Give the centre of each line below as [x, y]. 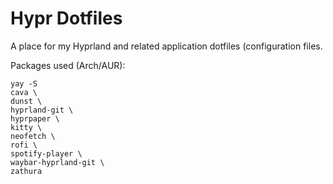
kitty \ [26, 127]
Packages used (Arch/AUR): [68, 65]
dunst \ [26, 101]
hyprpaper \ [35, 118]
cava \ [24, 92]
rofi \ [24, 145]
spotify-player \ [46, 153]
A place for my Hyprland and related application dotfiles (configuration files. [166, 46]
